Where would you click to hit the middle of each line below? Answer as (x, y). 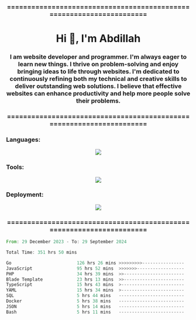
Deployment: (25, 195)
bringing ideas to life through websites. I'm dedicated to (98, 72)
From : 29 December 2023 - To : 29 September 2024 (66, 242)
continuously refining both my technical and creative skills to (98, 79)
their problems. (98, 101)
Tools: (15, 167)
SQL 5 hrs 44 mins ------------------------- (95, 296)
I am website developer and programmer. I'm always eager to (98, 57)
